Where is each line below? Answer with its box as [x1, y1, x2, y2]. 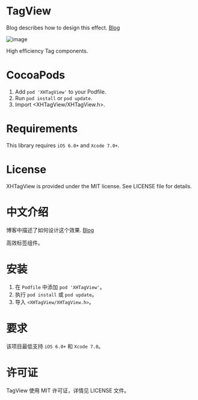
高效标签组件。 [6, 239, 43, 246]
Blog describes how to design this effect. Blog [6, 24, 120, 31]
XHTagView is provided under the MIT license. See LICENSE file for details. [6, 182, 192, 190]
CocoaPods [6, 68, 65, 82]
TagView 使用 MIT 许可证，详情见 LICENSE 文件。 [6, 387, 130, 394]
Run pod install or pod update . [14, 94, 93, 101]
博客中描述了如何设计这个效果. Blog [6, 226, 94, 233]
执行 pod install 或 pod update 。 [14, 291, 97, 298]
